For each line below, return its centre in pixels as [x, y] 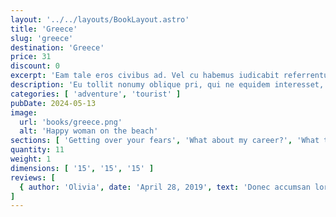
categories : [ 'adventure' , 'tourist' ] [96, 94]
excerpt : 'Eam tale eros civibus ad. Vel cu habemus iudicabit [145, 76]
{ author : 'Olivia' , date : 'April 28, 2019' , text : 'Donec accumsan [165, 187]
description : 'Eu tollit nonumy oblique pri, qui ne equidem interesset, [167, 85]
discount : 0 [35, 66]
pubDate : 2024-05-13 [53, 103]
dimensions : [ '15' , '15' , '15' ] [82, 168]
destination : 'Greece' [57, 47]
